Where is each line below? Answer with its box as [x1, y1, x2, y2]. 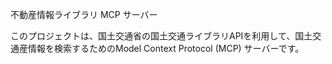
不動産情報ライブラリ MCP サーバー [10, 9, 158, 20]
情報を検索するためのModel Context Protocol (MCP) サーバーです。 [27, 43, 305, 54]
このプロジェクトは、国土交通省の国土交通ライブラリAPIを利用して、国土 [10, 30, 313, 42]
